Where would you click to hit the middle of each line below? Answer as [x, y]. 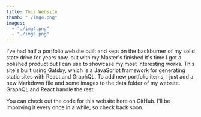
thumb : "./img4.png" [32, 17]
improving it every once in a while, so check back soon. [75, 107]
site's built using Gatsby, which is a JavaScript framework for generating [96, 70]
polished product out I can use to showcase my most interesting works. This [100, 64]
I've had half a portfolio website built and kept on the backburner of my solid [100, 51]
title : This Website [32, 12]
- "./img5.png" [31, 34]
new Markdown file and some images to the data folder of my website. [93, 83]
